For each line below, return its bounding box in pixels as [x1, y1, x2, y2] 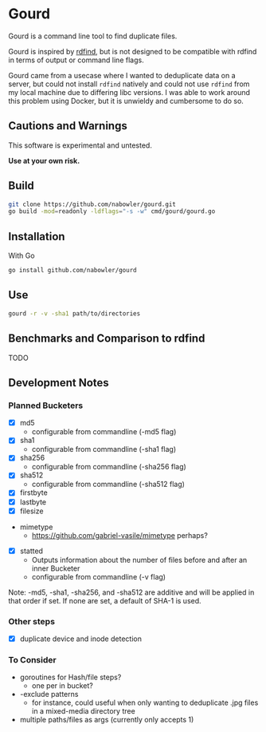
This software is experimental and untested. [8, 140, 153, 150]
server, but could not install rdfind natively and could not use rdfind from [8, 79, 250, 89]
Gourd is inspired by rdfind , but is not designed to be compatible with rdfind [8, 46, 257, 56]
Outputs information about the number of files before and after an [31, 555, 248, 564]
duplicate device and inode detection [19, 634, 142, 643]
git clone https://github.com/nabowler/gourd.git [8, 200, 177, 208]
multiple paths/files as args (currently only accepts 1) [19, 715, 194, 725]
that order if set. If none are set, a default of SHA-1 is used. [8, 595, 201, 605]
